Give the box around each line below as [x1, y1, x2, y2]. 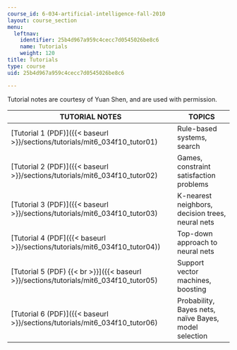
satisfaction [177, 170, 217, 180]
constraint [177, 162, 211, 171]
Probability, [177, 296, 215, 306]
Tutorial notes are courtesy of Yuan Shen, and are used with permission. [7, 95, 217, 103]
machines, [177, 275, 212, 285]
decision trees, [177, 208, 226, 218]
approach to [177, 237, 217, 247]
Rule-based [177, 123, 217, 133]
